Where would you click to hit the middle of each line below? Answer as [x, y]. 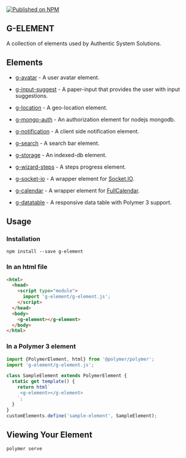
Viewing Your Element [50, 434]
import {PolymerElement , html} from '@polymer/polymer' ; [80, 359]
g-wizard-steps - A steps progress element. [71, 167]
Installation [24, 238]
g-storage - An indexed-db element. [61, 155]
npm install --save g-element [45, 252]
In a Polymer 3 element [41, 347]
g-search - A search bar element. [57, 143]
